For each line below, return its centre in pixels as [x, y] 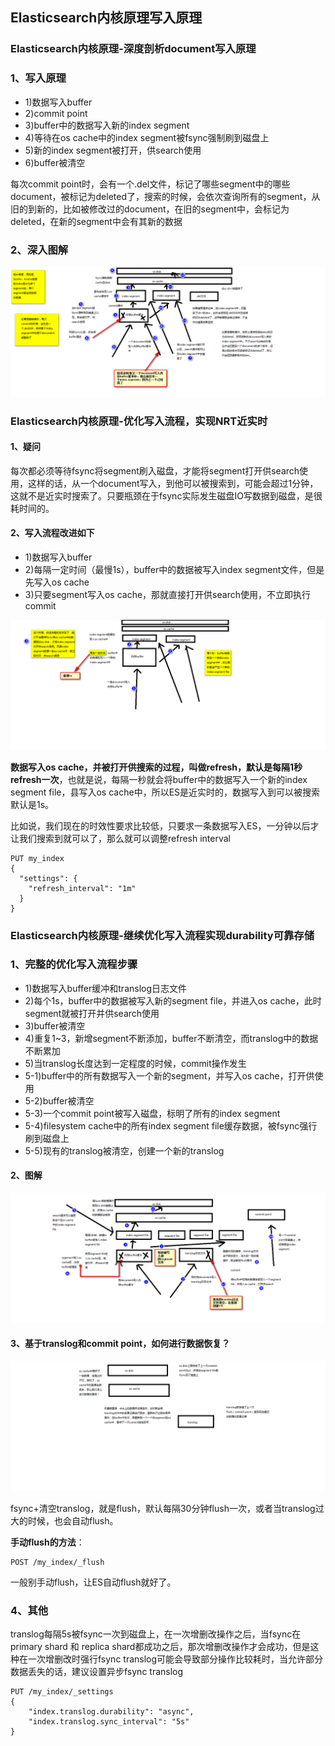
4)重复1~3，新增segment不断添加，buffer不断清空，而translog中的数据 [171, 1038]
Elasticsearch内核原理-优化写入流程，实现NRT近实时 [139, 421]
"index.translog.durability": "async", [111, 1711]
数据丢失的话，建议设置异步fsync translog [97, 1671]
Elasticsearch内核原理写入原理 [106, 18]
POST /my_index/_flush [57, 1562]
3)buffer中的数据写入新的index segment [107, 125]
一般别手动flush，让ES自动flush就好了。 [93, 1582]
